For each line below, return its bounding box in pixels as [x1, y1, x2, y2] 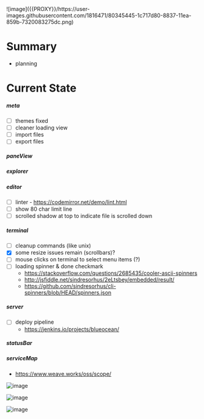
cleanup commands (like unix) [15, 242, 92, 249]
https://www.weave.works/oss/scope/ [15, 370, 112, 377]
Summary [6, 40, 57, 54]
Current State [6, 81, 77, 95]
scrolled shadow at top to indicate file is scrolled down [15, 213, 153, 220]
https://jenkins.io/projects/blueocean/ [24, 326, 120, 333]
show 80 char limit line [15, 205, 72, 213]
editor [6, 183, 23, 191]
